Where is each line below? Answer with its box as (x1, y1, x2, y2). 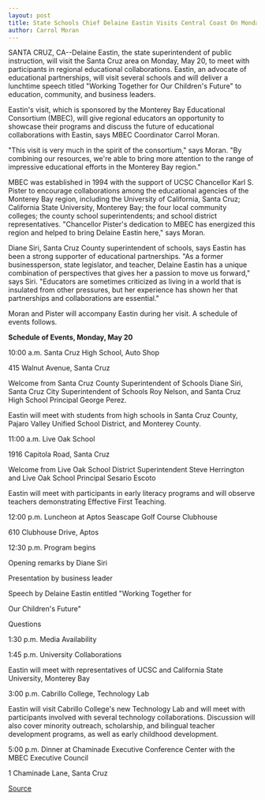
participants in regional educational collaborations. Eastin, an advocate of (8, 65, 247, 74)
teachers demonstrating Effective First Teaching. (8, 497, 167, 506)
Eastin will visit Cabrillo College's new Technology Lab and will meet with (8, 704, 246, 714)
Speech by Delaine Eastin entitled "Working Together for (8, 589, 192, 599)
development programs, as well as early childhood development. (8, 730, 218, 739)
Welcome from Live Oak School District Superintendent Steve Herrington (8, 465, 244, 475)
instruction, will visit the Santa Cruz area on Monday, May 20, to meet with (8, 56, 250, 66)
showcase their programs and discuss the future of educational (8, 122, 215, 131)
